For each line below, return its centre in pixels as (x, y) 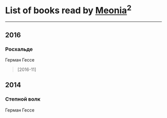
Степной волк (23, 99)
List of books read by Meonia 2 (68, 10)
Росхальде (19, 49)
